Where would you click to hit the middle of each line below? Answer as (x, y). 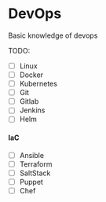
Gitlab (29, 101)
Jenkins (32, 110)
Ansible (32, 155)
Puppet (31, 182)
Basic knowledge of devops (53, 35)
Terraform (36, 164)
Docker (31, 75)
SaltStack (35, 173)
